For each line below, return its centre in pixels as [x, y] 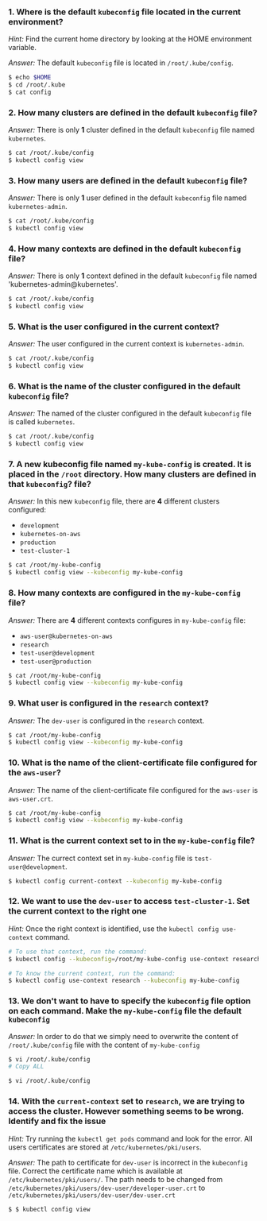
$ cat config [30, 93]
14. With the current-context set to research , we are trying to [126, 1101]
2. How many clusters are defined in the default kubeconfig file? [133, 112]
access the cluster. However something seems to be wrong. [126, 1111]
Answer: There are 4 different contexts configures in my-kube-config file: [127, 620]
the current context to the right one [77, 911]
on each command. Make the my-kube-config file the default [125, 1011]
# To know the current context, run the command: [92, 973]
